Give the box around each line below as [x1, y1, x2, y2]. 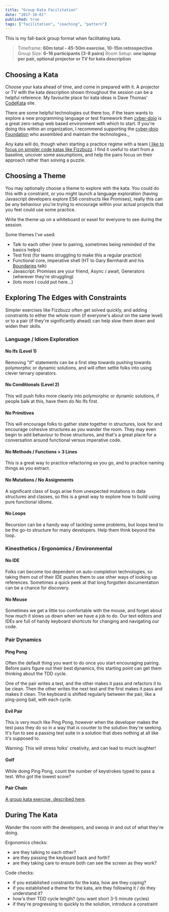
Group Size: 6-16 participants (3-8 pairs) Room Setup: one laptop [17, 50, 156, 57]
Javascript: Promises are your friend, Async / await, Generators [12, 268, 145, 274]
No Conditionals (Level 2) [5, 382, 60, 388]
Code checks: [5, 870, 34, 876]
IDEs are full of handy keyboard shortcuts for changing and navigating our [5, 618, 159, 624]
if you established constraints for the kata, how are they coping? [12, 879, 146, 885]
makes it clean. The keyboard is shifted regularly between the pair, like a [5, 691, 156, 697]
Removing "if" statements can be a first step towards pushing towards [5, 359, 151, 365]
